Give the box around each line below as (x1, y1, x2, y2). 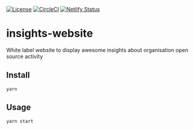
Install (6, 70, 30, 80)
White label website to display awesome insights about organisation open (6, 46, 189, 53)
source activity (6, 53, 43, 60)
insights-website (6, 27, 93, 40)
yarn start (6, 118, 34, 124)
